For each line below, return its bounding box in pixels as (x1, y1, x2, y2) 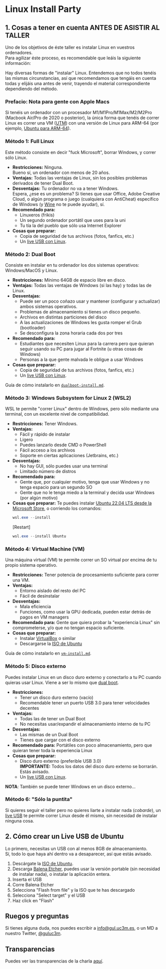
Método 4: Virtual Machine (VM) (5, 545, 85, 552)
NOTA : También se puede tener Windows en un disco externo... (5, 784, 136, 790)
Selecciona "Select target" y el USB (12, 892, 85, 898)
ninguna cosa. (5, 817, 34, 823)
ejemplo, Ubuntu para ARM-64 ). (5, 126, 71, 132)
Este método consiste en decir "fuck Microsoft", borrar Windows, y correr (5, 149, 157, 155)
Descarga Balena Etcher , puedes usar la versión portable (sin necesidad (12, 866, 161, 872)
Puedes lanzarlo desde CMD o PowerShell (19, 442, 107, 448)
